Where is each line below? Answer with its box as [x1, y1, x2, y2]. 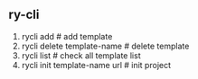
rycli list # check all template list [21, 49, 141, 61]
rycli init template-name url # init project [21, 59, 172, 70]
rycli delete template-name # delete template [21, 40, 190, 51]
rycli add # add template [21, 31, 113, 41]
